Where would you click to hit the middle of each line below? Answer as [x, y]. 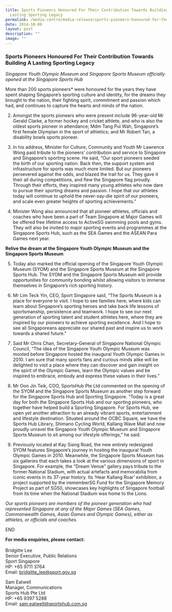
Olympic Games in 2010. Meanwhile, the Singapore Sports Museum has [88, 456]
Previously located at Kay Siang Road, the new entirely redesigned [83, 445]
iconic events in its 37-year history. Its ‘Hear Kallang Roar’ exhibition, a [87, 477]
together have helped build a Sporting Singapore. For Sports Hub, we [85, 407]
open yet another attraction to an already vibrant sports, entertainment [87, 413]
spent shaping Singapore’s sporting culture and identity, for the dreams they [85, 95]
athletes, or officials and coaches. [41, 520]
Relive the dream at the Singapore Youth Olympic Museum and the [77, 248]
